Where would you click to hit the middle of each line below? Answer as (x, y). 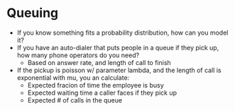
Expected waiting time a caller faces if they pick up (102, 93)
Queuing (33, 13)
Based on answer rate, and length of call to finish (99, 62)
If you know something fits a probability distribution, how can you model (122, 33)
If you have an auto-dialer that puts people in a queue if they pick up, (118, 47)
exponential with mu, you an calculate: (73, 77)
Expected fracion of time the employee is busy (95, 85)
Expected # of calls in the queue (75, 100)
